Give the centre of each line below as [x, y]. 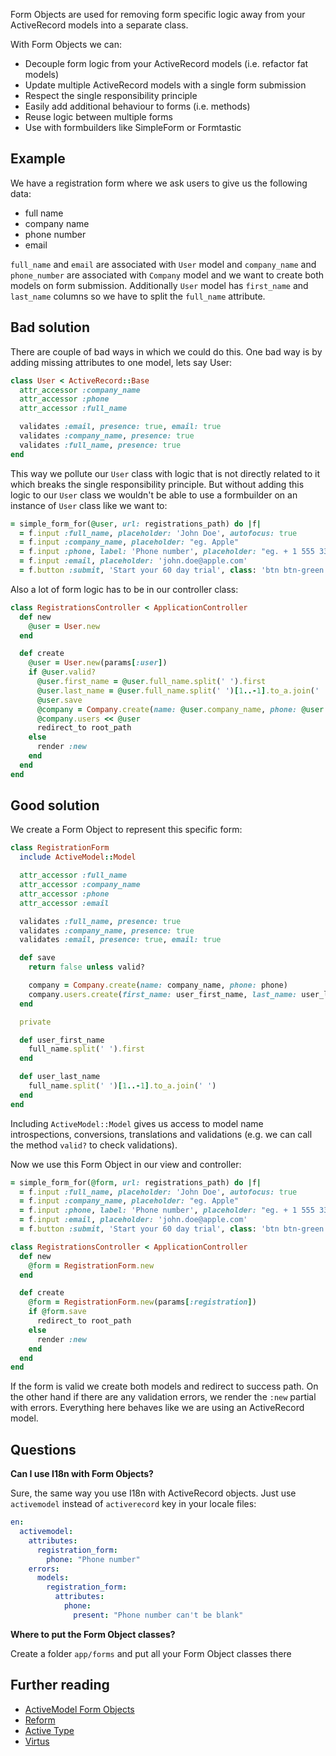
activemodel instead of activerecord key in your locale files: [133, 1504]
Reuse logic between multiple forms [98, 117]
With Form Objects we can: [66, 44]
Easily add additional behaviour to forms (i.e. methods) [137, 106]
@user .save [59, 700]
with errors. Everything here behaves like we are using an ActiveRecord [157, 1408]
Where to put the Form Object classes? [93, 1634]
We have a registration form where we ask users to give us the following [159, 183]
